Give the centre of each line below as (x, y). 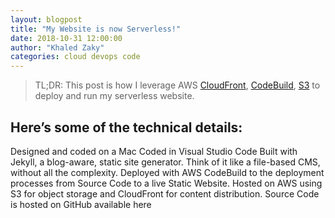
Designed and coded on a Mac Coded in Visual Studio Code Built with (154, 151)
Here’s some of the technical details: (126, 127)
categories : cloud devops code (75, 57)
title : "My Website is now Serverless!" (96, 29)
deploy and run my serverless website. (114, 96)
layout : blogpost (46, 19)
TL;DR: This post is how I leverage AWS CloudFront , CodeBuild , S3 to (177, 85)
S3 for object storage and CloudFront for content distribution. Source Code (165, 193)
